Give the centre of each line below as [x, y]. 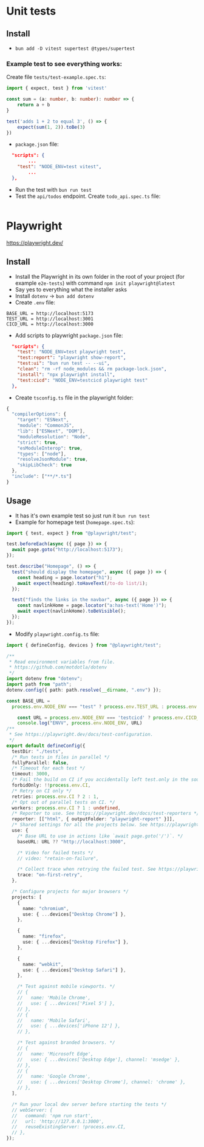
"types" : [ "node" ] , [42, 454]
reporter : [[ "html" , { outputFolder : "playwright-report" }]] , [93, 819]
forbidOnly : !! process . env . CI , [51, 785]
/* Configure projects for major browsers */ [70, 892]
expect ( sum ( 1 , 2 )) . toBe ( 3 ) [51, 127]
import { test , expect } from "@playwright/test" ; [72, 533]
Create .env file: [35, 302]
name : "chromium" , [46, 908]
